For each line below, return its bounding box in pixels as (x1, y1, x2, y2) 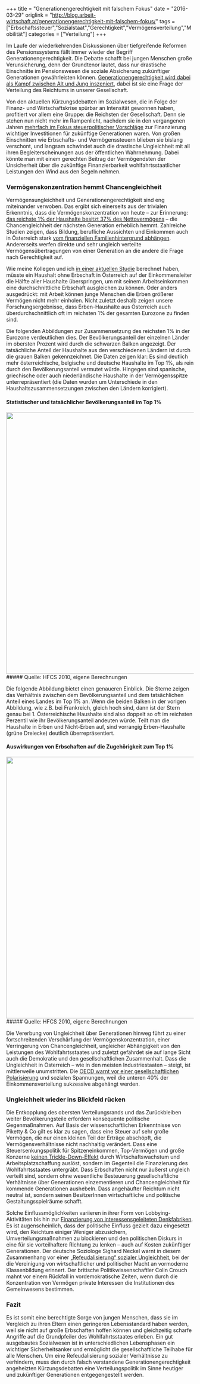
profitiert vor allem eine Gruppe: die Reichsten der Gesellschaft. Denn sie (6, 111, 186, 118)
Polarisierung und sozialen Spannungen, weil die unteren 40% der (6, 1074, 168, 1081)
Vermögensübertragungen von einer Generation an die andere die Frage (6, 248, 184, 255)
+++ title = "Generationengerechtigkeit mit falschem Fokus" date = (6, 5, 170, 12)
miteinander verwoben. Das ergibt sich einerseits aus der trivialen (6, 203, 167, 210)
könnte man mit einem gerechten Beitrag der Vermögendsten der (6, 155, 166, 162)
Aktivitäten (6, 1216, 33, 1223)
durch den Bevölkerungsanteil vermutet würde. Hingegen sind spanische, (6, 366, 186, 373)
